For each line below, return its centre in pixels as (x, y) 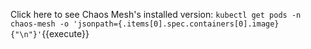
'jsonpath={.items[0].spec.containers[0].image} (176, 24)
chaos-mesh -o (40, 24)
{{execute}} (65, 33)
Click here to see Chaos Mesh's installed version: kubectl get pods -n (156, 14)
